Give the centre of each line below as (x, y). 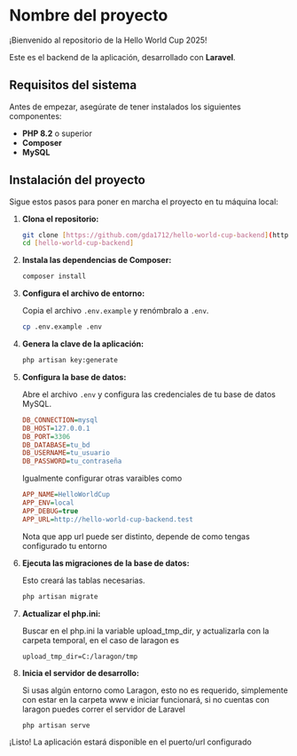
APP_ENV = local (48, 503)
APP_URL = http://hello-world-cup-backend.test (107, 519)
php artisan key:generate (70, 361)
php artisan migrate (60, 596)
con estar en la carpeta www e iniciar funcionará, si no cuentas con (146, 699)
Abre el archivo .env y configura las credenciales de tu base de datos (149, 394)
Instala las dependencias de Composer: (97, 260)
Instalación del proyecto (78, 180)
